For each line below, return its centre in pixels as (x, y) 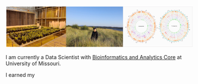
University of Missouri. (33, 63)
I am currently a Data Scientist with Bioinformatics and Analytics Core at (94, 57)
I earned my (20, 75)
